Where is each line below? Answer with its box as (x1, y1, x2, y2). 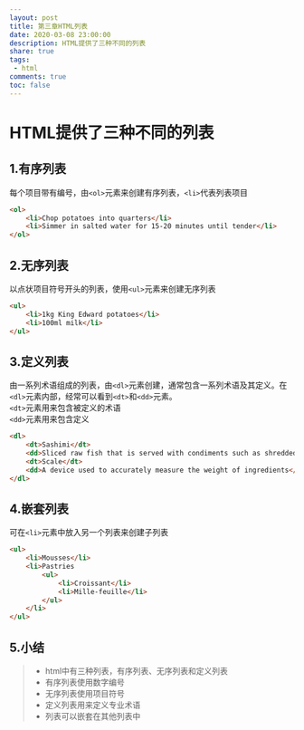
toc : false (9, 81, 51, 90)
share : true (9, 47, 54, 56)
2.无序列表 (9, 257, 70, 273)
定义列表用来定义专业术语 (44, 699, 141, 710)
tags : (9, 55, 30, 64)
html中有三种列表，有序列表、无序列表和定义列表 (44, 666, 229, 676)
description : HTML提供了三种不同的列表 (9, 38, 147, 48)
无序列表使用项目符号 (44, 688, 125, 698)
